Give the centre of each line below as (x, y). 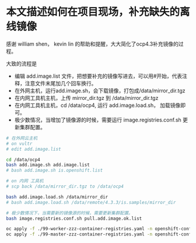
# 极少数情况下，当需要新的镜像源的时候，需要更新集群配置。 (69, 213)
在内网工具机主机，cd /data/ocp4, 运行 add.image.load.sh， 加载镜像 (97, 105)
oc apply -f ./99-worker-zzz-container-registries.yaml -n (79, 229)
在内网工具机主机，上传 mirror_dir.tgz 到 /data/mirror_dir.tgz (86, 98)
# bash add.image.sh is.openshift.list (55, 171)
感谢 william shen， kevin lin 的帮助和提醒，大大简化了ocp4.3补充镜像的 (92, 44)
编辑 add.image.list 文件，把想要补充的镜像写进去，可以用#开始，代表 (98, 76)
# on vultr (19, 144)
